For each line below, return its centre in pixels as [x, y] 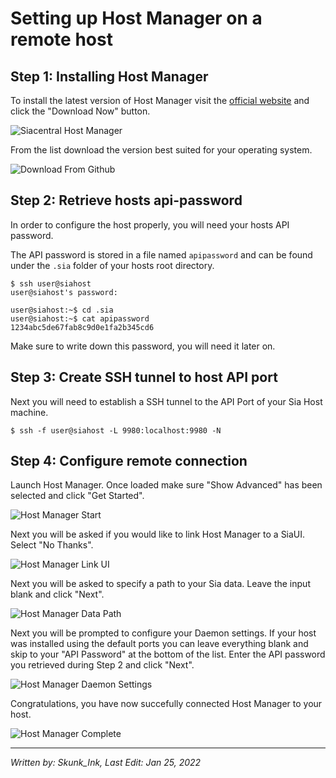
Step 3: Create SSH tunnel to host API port [144, 377]
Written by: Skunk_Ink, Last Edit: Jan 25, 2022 [106, 763]
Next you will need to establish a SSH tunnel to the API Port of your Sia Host [166, 401]
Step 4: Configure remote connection [129, 461]
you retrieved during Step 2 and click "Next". [102, 665]
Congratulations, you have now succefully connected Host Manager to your [166, 704]
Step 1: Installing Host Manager [109, 76]
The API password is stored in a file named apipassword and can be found [161, 254]
